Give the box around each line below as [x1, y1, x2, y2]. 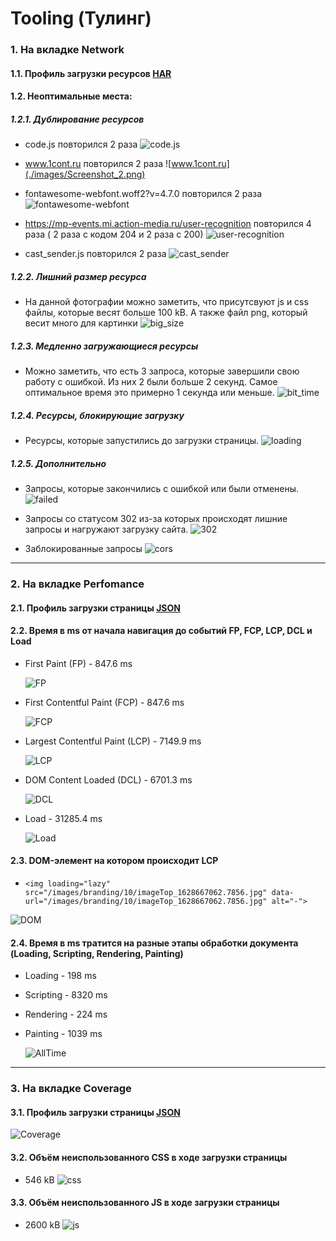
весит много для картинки [24, 317, 138, 329]
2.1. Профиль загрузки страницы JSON [10, 602, 181, 614]
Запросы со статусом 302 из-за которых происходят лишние [24, 513, 288, 525]
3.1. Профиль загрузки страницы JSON [10, 1106, 181, 1118]
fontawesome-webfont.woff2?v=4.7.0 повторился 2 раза [24, 188, 263, 200]
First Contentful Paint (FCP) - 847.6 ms [24, 696, 185, 708]
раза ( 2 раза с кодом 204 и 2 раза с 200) [24, 228, 204, 241]
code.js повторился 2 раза [24, 138, 138, 151]
